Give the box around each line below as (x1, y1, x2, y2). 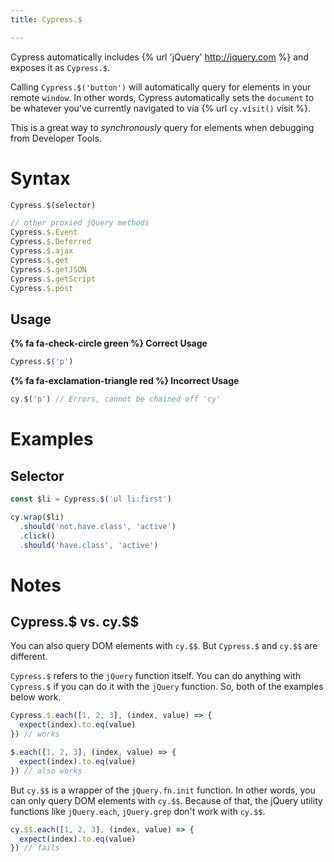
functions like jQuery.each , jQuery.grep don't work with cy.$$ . (10, 805, 266, 817)
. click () (19, 531, 56, 541)
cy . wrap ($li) (10, 512, 65, 522)
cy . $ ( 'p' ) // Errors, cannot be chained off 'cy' (10, 394, 222, 405)
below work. (10, 691, 62, 703)
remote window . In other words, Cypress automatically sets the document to (10, 91, 315, 103)
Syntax (10, 167, 71, 190)
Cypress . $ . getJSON (10, 264, 87, 275)
